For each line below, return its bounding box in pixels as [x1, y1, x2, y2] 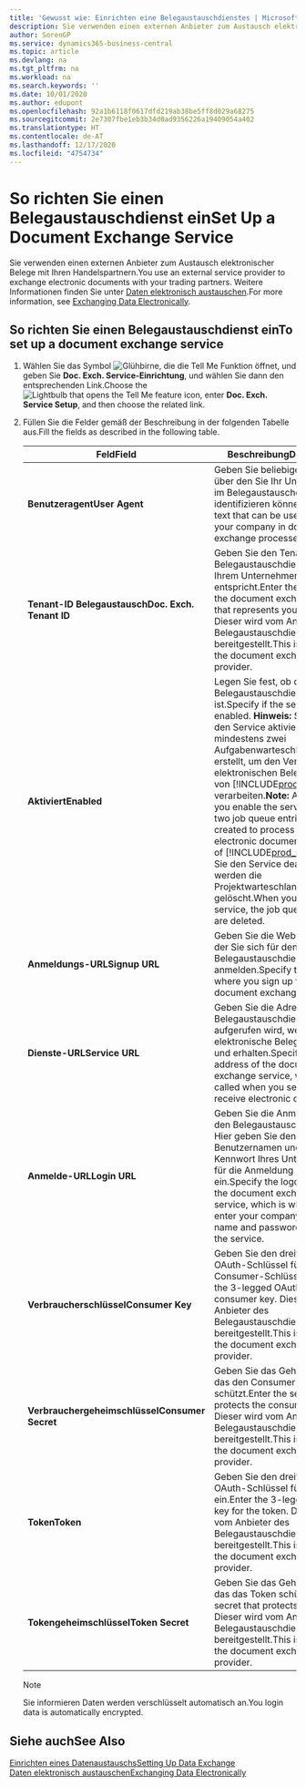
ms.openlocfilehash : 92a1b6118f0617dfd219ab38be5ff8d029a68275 [9, 107, 255, 116]
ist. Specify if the [213, 698, 284, 711]
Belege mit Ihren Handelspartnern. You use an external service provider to [9, 266, 286, 278]
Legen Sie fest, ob [213, 675, 291, 688]
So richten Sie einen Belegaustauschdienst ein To [9, 322, 293, 337]
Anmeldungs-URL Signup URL [26, 958, 160, 971]
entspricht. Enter [213, 580, 283, 593]
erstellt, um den [213, 755, 280, 768]
